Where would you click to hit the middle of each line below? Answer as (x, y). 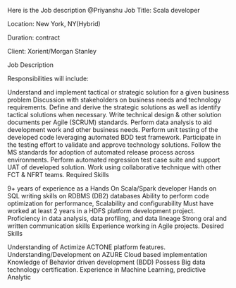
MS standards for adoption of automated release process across (101, 152)
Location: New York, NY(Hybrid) (54, 24)
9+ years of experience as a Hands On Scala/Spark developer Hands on (112, 188)
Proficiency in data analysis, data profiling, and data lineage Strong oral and (117, 218)
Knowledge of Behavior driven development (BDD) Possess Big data (106, 262)
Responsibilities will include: (48, 78)
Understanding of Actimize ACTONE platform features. (87, 247)
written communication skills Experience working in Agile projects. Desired (116, 226)
